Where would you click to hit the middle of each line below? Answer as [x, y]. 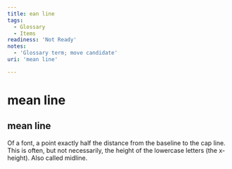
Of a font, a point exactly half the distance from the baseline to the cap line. [117, 143]
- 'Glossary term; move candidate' [66, 53]
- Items [25, 33]
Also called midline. [59, 158]
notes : [17, 46]
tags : [15, 20]
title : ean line [31, 14]
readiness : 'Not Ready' [42, 40]
